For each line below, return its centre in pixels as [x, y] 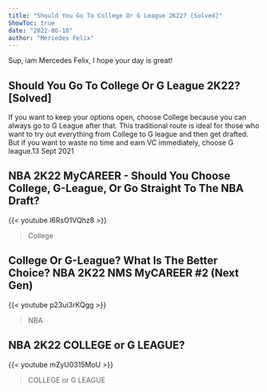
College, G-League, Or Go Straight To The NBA [126, 188]
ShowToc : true [32, 23]
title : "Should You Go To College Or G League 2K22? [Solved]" [116, 16]
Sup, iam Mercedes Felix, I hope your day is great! [90, 61]
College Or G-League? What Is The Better [113, 261]
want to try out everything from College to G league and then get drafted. [128, 134]
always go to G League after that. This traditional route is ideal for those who [134, 126]
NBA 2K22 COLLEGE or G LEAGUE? [97, 345]
